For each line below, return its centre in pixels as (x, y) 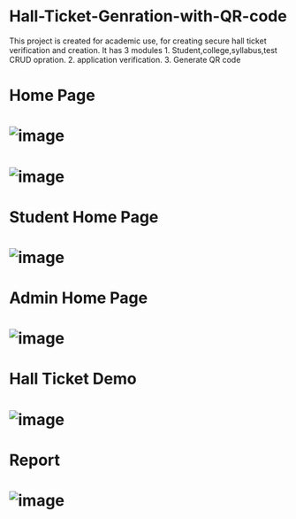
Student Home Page (84, 217)
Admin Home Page (79, 298)
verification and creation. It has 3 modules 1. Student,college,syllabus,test (144, 50)
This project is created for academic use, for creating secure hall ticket (138, 41)
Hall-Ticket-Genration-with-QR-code (148, 16)
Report (34, 460)
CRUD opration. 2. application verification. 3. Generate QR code (125, 59)
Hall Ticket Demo (73, 379)
